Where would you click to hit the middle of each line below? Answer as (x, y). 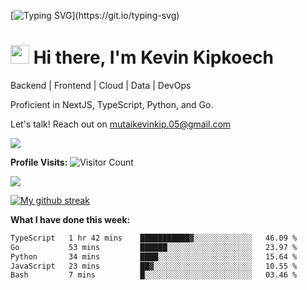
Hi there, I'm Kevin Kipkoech (153, 57)
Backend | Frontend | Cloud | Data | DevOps (101, 85)
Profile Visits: (39, 162)
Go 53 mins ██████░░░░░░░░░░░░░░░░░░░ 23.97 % (154, 247)
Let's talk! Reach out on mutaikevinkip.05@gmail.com (121, 124)
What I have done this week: (70, 219)
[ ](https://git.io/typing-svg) (95, 15)
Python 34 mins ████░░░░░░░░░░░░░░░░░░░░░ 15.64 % (154, 256)
